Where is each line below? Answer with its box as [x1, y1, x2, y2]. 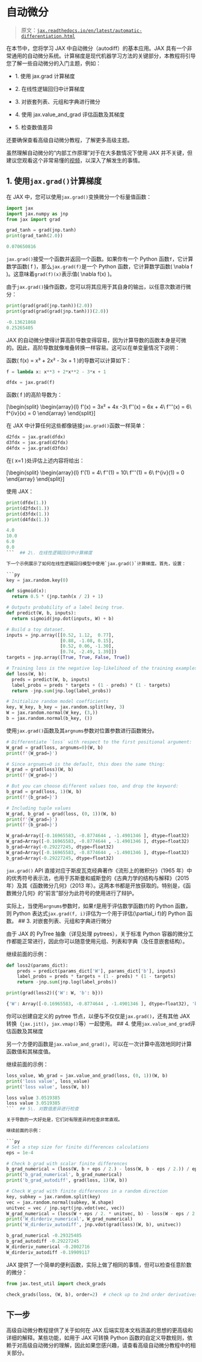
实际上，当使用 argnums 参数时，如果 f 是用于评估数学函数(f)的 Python [6, 902, 174, 909]
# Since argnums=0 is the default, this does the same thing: [6, 761, 165, 767]
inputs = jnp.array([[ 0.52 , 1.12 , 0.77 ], [6, 632, 114, 638]
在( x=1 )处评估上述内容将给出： [6, 457, 85, 464]
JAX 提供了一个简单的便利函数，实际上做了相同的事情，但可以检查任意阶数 [6, 1261, 192, 1268]
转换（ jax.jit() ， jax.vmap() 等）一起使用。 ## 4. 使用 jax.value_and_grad [6, 1020, 191, 1027]
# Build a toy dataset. [6, 627, 66, 633]
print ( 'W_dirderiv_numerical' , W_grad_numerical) [6, 1216, 133, 1222]
